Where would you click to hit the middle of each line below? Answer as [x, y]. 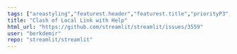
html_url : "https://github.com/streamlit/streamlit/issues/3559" [105, 27]
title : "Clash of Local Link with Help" [68, 20]
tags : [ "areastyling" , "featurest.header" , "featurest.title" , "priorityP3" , [120, 14]
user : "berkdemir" [34, 33]
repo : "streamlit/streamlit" [50, 40]
